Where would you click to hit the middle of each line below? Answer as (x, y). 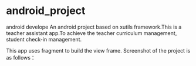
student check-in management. (44, 39)
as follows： (21, 57)
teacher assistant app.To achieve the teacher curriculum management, (92, 33)
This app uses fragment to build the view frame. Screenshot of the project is (98, 50)
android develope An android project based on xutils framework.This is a (94, 27)
